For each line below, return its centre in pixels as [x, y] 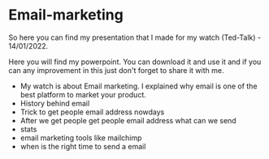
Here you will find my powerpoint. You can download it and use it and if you [135, 62]
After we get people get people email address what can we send [128, 120]
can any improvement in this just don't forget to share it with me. [116, 70]
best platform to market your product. [83, 94]
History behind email [55, 103]
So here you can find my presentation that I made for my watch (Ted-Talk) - [135, 37]
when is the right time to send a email [83, 146]
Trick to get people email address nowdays [92, 112]
